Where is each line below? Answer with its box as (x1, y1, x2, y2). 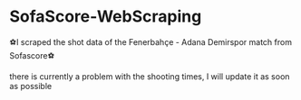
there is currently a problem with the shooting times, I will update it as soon (9, 70, 290, 82)
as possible (9, 80, 53, 91)
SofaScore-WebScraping (9, 6, 202, 27)
